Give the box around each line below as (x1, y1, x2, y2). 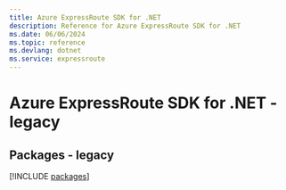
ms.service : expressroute (9, 54, 105, 63)
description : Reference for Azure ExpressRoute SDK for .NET (9, 21, 241, 30)
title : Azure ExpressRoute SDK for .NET (9, 12, 162, 22)
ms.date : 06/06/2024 (9, 29, 86, 38)
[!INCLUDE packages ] (9, 171, 90, 181)
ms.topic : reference (9, 37, 86, 47)
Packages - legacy (9, 147, 114, 162)
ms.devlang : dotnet (9, 46, 82, 55)
